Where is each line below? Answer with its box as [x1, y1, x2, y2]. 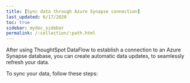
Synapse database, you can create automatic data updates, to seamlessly [6, 53, 185, 60]
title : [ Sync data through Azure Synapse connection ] [6, 8, 141, 15]
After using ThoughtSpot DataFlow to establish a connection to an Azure [6, 46, 181, 53]
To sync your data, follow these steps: [6, 70, 99, 77]
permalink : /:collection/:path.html [6, 30, 96, 36]
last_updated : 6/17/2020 [6, 14, 67, 20]
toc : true [6, 19, 30, 25]
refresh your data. [6, 59, 50, 66]
